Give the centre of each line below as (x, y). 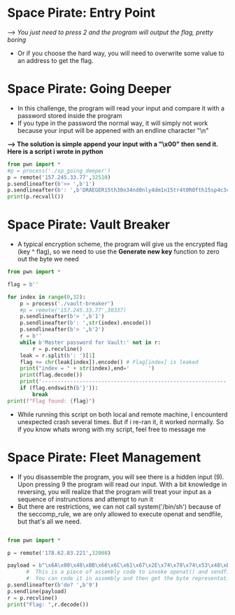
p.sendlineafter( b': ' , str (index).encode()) (86, 323)
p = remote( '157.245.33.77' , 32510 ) (59, 177)
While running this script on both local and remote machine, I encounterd (122, 414)
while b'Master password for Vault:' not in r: (90, 342)
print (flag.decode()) (51, 375)
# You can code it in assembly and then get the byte (107, 579)
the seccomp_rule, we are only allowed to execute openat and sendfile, (120, 514)
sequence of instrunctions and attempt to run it (85, 499)
